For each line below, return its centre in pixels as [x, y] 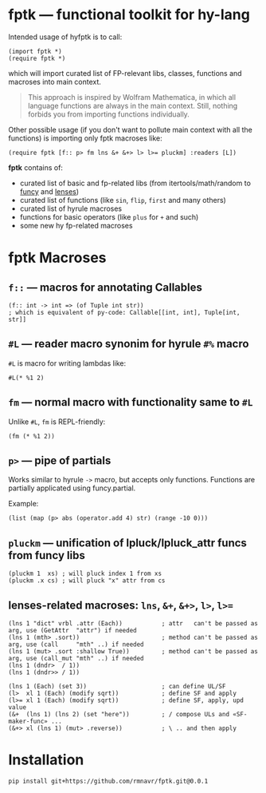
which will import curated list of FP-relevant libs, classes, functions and [125, 73]
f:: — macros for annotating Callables [106, 287]
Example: [23, 504]
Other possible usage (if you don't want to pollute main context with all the [130, 129]
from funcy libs [47, 555]
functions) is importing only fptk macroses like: [86, 138]
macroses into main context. [55, 81]
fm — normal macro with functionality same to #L [131, 402]
